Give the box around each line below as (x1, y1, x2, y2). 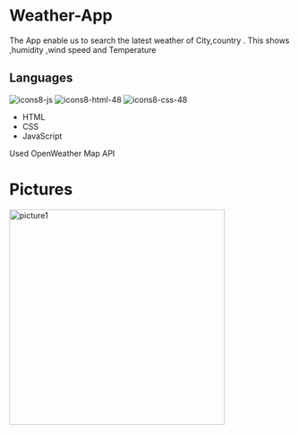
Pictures (9, 179, 73, 200)
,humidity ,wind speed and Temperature (9, 44, 157, 55)
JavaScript (21, 131, 63, 141)
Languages (9, 71, 73, 86)
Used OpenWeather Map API (9, 148, 115, 158)
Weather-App (9, 5, 114, 26)
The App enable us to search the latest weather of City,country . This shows (9, 35, 290, 46)
